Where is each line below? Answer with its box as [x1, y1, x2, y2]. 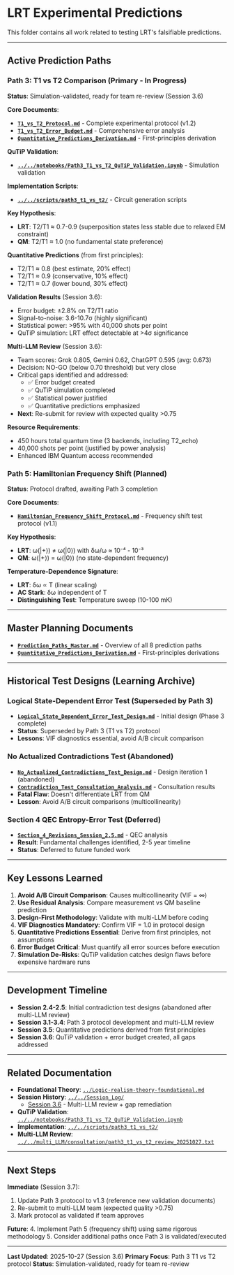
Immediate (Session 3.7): [7, 1183, 80, 1191]
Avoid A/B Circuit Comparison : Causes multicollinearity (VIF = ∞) [17, 891, 208, 899]
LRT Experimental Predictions [7, 5, 183, 21]
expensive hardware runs [17, 958, 91, 966]
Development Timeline [7, 984, 108, 997]
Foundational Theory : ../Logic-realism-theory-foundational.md [17, 1086, 205, 1094]
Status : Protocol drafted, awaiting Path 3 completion [7, 484, 158, 493]
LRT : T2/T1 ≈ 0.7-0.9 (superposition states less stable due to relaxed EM [17, 222, 226, 231]
